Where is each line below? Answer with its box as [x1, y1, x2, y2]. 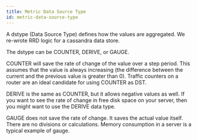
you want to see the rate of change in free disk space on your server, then [6, 96, 188, 104]
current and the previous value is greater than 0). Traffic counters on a [6, 72, 179, 79]
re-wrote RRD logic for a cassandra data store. [6, 37, 120, 44]
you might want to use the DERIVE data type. [6, 103, 116, 110]
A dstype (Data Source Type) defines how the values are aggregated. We [6, 30, 185, 37]
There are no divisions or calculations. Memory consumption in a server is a [6, 120, 192, 128]
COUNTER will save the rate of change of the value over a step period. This [6, 60, 190, 67]
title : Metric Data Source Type [6, 8, 86, 15]
